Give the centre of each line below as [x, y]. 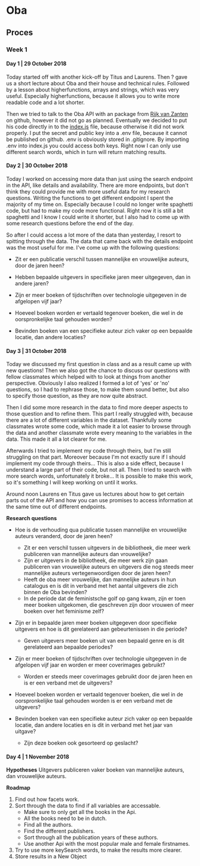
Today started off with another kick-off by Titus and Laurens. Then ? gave [97, 77]
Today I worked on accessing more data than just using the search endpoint [99, 179]
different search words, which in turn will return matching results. [87, 152]
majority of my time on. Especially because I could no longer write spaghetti [99, 204]
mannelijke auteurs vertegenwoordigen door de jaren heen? [97, 573]
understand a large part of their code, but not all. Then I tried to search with [99, 470]
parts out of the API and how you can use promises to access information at [99, 500]
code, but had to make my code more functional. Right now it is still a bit [95, 210]
